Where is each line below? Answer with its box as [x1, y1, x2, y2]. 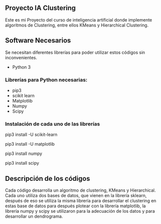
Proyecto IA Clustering [5, 4, 76, 12]
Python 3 [12, 64, 31, 70]
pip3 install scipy [5, 160, 39, 166]
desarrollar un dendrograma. [5, 213, 63, 220]
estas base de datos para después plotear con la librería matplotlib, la [5, 203, 146, 209]
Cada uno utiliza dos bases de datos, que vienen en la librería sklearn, [5, 193, 147, 199]
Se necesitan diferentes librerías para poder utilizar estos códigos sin [5, 49, 145, 55]
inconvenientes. [5, 54, 38, 60]
